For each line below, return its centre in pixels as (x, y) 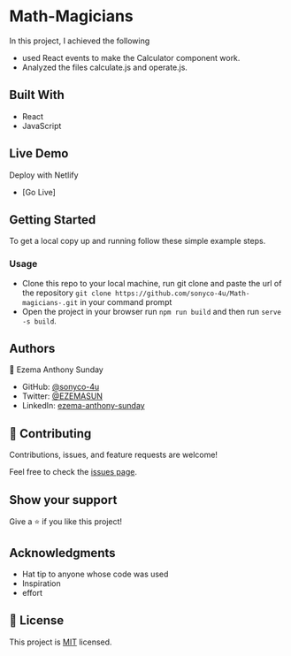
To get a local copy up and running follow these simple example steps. (138, 241)
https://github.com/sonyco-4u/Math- (182, 294)
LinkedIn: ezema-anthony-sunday (83, 406)
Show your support (63, 500)
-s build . (39, 321)
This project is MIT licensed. (61, 642)
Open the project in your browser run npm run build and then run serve (151, 311)
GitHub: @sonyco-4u (61, 387)
